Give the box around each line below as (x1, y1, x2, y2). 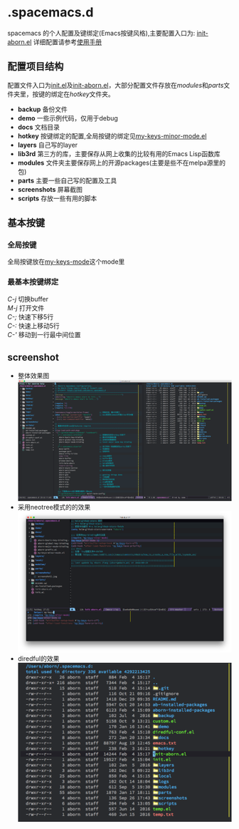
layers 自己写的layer (17, 140, 78, 149)
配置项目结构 (7, 61, 64, 73)
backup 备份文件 (17, 105, 68, 113)
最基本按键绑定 (7, 277, 59, 287)
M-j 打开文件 (7, 304, 45, 312)
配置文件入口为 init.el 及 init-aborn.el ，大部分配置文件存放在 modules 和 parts (7, 81, 224, 89)
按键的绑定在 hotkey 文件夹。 (31, 90, 115, 98)
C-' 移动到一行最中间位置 (7, 330, 81, 339)
